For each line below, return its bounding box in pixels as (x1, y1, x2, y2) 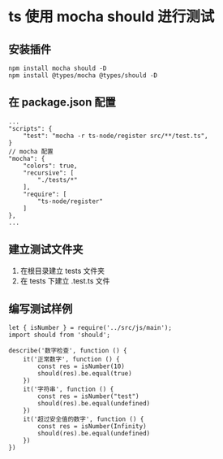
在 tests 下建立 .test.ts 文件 (19, 275, 110, 285)
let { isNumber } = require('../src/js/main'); (8, 324, 173, 332)
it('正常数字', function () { (23, 355, 120, 364)
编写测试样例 (8, 302, 73, 316)
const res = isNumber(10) (37, 362, 126, 370)
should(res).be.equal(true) (37, 370, 132, 378)
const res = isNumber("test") (37, 392, 139, 401)
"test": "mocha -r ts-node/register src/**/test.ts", (23, 132, 208, 140)
